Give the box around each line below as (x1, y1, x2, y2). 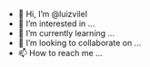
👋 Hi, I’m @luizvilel (17, 9, 88, 19)
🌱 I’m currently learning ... (17, 28, 115, 38)
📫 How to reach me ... (17, 48, 103, 58)
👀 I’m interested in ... (17, 18, 95, 29)
